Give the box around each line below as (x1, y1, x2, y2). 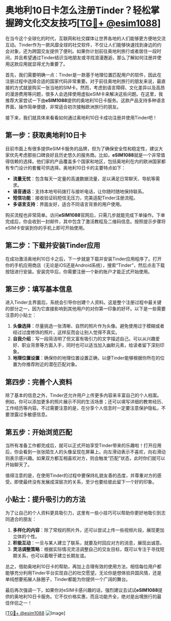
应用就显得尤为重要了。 (18, 61, 68, 67)
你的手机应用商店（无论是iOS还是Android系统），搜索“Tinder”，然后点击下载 (5, 262, 165, 268)
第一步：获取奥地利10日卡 (5, 131, 87, 140)
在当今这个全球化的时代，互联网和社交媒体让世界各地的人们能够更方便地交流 (5, 35, 166, 41)
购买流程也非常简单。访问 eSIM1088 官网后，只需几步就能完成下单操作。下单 (5, 212, 165, 218)
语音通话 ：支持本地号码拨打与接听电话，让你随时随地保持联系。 (12, 188, 147, 194)
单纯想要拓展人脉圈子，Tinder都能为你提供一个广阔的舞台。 (5, 576, 131, 582)
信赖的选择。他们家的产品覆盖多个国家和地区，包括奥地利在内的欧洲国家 (9, 158, 161, 164)
